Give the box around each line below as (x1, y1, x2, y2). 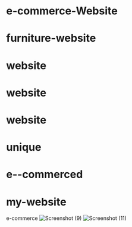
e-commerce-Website (6, 4, 118, 18)
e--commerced (6, 168, 83, 181)
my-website (6, 195, 67, 209)
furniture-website (6, 32, 96, 45)
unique (6, 141, 42, 154)
